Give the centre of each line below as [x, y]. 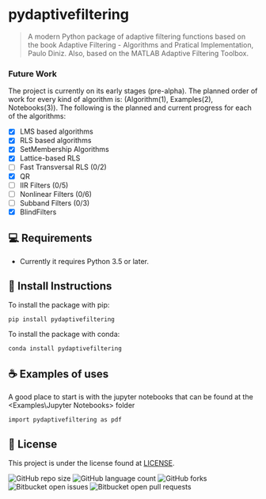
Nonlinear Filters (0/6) [56, 194]
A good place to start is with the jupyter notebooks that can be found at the [131, 397]
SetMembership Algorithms [64, 149]
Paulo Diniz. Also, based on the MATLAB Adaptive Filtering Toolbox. [138, 53]
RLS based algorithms [55, 141]
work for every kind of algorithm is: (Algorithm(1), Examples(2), [111, 100]
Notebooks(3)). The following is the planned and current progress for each [130, 108]
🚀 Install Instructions [60, 286]
